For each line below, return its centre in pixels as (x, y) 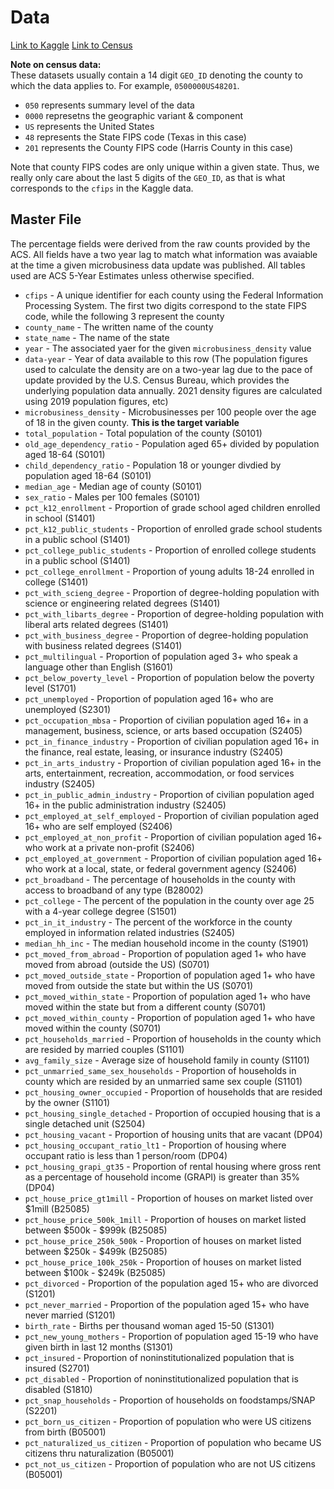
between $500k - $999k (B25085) (96, 1230)
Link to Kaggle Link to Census (71, 45)
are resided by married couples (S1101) (104, 1049)
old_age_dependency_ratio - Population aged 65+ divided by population (172, 443)
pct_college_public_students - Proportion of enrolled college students (170, 550)
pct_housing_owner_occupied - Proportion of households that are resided (173, 1092)
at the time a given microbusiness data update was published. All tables (158, 265)
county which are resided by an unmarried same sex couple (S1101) (163, 1081)
